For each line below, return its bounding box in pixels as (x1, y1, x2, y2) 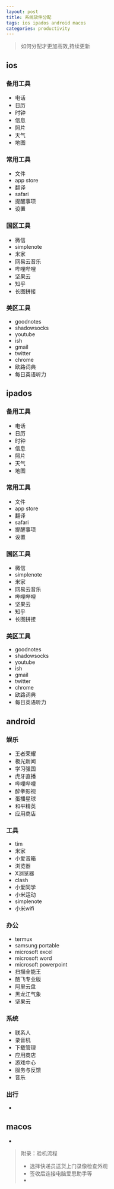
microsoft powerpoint (14, 961, 68, 968)
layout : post (6, 8, 39, 15)
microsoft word (14, 955, 52, 962)
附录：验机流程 (20, 1150, 58, 1157)
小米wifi (14, 905, 34, 912)
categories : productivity (6, 25, 70, 32)
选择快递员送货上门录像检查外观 (29, 1163, 108, 1170)
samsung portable (14, 941, 59, 949)
